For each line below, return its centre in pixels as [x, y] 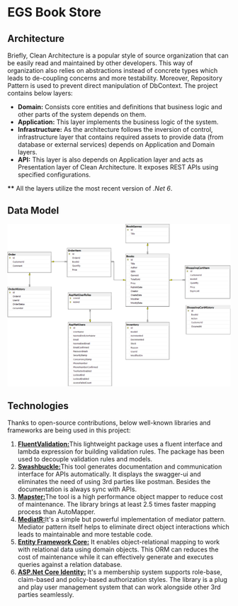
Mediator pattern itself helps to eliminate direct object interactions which [124, 527]
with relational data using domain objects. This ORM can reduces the [118, 549]
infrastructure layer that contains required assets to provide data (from [120, 137]
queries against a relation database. [70, 565]
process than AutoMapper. [56, 512]
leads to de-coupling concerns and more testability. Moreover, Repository [115, 78]
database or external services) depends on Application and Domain [116, 145]
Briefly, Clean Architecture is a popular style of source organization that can [118, 55]
